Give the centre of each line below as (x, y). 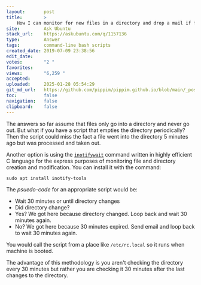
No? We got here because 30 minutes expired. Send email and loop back (105, 226)
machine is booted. (30, 251)
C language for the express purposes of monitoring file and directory (91, 161)
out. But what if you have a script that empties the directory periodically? (96, 130)
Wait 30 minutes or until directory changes (67, 201)
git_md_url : (21, 90)
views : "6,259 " (36, 73)
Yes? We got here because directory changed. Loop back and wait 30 (101, 214)
